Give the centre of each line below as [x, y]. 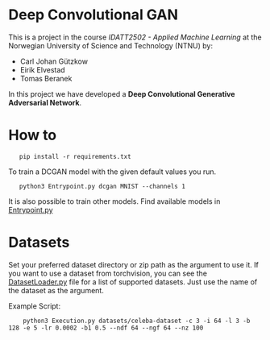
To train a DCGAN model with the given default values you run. [112, 172]
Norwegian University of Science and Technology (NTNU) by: [111, 45]
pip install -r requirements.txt [75, 156]
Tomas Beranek [46, 78]
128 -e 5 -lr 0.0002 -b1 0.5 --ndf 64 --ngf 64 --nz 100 [106, 328]
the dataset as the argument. [56, 290]
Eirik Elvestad [43, 69]
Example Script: [35, 306]
